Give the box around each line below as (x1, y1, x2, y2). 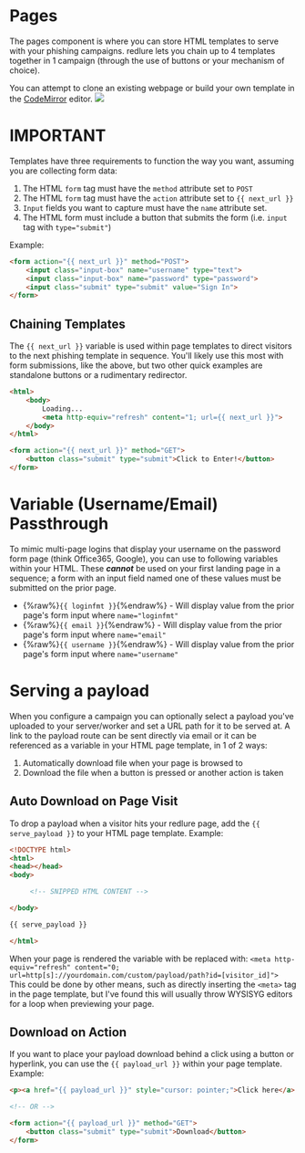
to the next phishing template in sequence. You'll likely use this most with (9, 351, 284, 362)
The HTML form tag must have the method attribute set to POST (22, 183, 253, 194)
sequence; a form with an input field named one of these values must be (9, 572, 282, 583)
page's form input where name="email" (22, 629, 167, 640)
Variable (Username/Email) (9, 494, 219, 515)
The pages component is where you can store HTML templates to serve (9, 36, 280, 47)
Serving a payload (9, 681, 150, 701)
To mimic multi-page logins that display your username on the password (9, 543, 281, 554)
